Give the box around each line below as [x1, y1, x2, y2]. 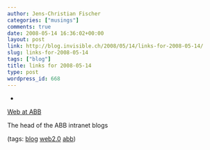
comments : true [7, 23, 51, 30]
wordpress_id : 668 [7, 75, 60, 82]
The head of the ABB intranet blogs [7, 121, 108, 130]
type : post [7, 68, 39, 75]
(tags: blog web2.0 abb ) [7, 135, 76, 143]
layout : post [7, 36, 45, 43]
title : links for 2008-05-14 [7, 62, 92, 69]
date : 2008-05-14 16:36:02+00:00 [7, 29, 104, 37]
